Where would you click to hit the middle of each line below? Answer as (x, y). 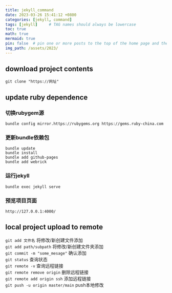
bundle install (21, 153)
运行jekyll (17, 176)
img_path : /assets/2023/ (32, 48)
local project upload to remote (54, 227)
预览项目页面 (21, 200)
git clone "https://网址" (32, 82)
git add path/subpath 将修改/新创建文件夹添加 (55, 246)
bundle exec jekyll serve (33, 187)
